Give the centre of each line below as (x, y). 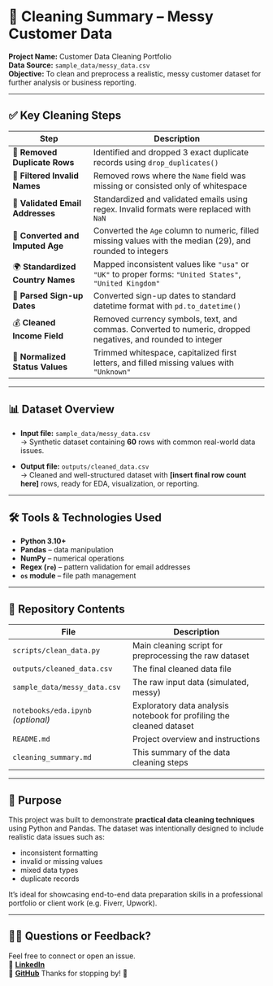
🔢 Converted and (46, 235)
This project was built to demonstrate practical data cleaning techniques (132, 820)
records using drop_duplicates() (156, 162)
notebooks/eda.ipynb (52, 711)
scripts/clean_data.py (56, 651)
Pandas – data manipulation (67, 550)
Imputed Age (38, 246)
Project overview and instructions (197, 739)
